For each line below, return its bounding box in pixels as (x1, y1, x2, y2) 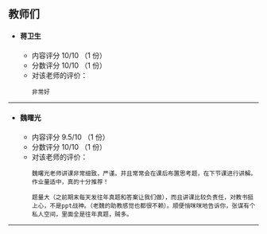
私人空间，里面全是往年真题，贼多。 (31, 210, 133, 218)
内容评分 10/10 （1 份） (31, 50, 107, 60)
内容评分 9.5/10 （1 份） (31, 132, 110, 142)
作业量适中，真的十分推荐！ (31, 177, 110, 185)
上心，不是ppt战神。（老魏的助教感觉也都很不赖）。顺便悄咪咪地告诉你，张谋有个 (31, 201, 256, 209)
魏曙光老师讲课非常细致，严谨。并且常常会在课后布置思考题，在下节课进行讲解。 (31, 170, 257, 177)
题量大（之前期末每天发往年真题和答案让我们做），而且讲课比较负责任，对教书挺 (31, 193, 254, 201)
